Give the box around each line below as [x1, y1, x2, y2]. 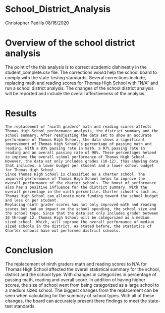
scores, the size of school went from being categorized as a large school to [5, 282, 160, 288]
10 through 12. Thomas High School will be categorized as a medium [5, 215, 150, 220]
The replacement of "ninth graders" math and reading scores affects [5, 124, 152, 129]
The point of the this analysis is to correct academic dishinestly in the [5, 64, 147, 70]
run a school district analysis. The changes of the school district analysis [5, 85, 154, 91]
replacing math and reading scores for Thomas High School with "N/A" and [5, 80, 159, 86]
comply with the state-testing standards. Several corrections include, [5, 74, 146, 80]
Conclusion [5, 245, 54, 256]
